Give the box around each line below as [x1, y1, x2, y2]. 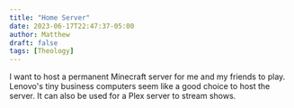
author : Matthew [9, 30, 70, 39]
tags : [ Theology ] [9, 47, 75, 56]
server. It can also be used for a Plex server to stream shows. [9, 91, 236, 102]
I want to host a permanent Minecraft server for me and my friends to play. [9, 71, 286, 82]
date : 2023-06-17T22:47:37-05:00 [9, 22, 135, 31]
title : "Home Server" [9, 13, 91, 22]
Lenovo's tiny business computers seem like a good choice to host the [9, 81, 271, 92]
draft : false [9, 38, 58, 48]
